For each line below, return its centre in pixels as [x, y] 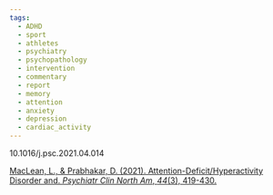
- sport [32, 34]
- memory [34, 93]
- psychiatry [42, 52]
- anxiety [36, 111]
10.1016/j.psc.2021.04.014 [57, 153]
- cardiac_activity [55, 128]
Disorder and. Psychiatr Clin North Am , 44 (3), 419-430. [113, 180]
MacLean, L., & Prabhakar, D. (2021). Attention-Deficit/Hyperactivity [136, 171]
